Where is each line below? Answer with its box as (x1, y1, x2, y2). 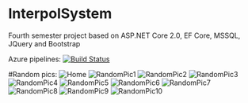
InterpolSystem (8, 5, 113, 23)
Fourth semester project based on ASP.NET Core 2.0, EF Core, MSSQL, (8, 31, 241, 40)
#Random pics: (8, 69, 58, 79)
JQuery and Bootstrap (8, 39, 81, 48)
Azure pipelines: (8, 54, 62, 64)
